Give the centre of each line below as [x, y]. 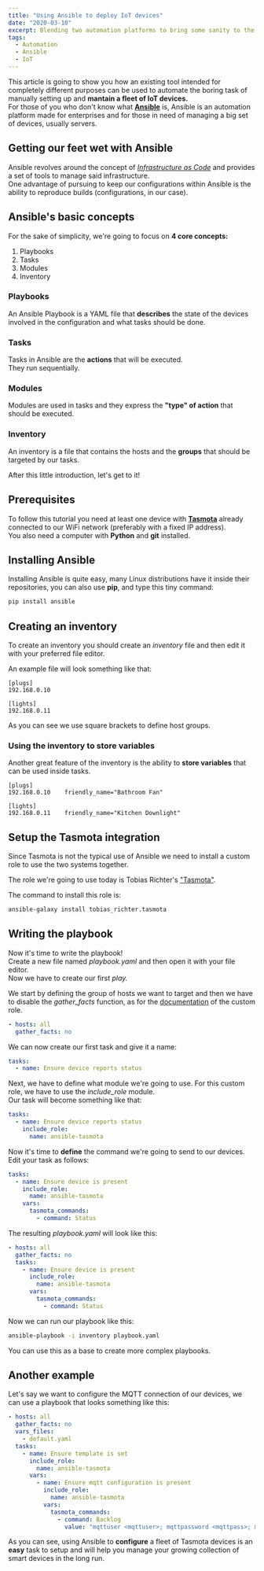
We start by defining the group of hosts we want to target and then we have [130, 993]
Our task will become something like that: [75, 1100]
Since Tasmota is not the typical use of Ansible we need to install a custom [129, 856]
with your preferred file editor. [57, 653]
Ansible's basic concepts [71, 217]
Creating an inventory [63, 626]
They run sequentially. [44, 368]
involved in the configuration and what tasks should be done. [107, 322]
